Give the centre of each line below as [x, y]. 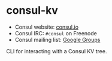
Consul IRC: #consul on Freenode [56, 33]
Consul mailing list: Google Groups [57, 39]
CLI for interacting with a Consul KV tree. [57, 51]
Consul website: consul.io [47, 27]
